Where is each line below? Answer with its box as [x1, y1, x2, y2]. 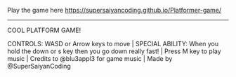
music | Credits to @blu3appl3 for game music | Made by [7, 55, 173, 62]
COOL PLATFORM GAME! [7, 26, 81, 34]
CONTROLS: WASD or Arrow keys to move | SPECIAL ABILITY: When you [7, 40, 219, 48]
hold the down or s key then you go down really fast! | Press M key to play [7, 47, 221, 55]
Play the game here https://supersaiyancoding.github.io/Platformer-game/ [7, 6, 222, 14]
